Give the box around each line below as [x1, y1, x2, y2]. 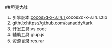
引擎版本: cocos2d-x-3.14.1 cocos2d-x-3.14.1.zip [12, 15, 108, 20]
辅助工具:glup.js [12, 32, 45, 37]
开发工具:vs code [12, 26, 47, 32]
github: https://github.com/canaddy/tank [12, 20, 93, 26]
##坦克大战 [5, 4, 28, 10]
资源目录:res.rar [12, 38, 44, 44]
